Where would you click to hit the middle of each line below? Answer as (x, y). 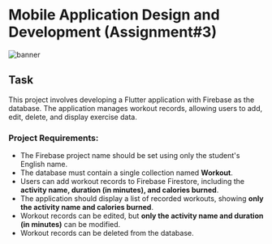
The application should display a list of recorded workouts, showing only (142, 199)
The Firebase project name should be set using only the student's (130, 156)
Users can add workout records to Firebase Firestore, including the (132, 182)
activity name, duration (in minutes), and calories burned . (119, 190)
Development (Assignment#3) (113, 32)
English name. (44, 165)
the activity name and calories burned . (87, 208)
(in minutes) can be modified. (70, 225)
